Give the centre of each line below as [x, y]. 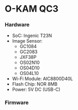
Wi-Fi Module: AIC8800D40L [42, 79]
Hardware [17, 25]
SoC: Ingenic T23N [32, 35]
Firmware [17, 103]
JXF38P [28, 57]
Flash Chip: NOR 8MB [35, 84]
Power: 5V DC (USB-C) [36, 90]
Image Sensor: [27, 41]
